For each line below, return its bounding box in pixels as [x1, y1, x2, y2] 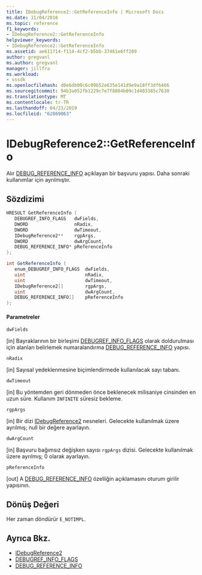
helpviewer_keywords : [6, 37, 61, 43]
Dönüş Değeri [6, 499, 59, 509]
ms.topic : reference [6, 20, 59, 26]
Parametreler [6, 313, 41, 320]
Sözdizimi [6, 194, 44, 204]
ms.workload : [6, 71, 39, 77]
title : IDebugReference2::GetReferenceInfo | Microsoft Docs [6, 9, 164, 15]
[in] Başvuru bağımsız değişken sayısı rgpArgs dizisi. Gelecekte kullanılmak [6, 446, 193, 453]
